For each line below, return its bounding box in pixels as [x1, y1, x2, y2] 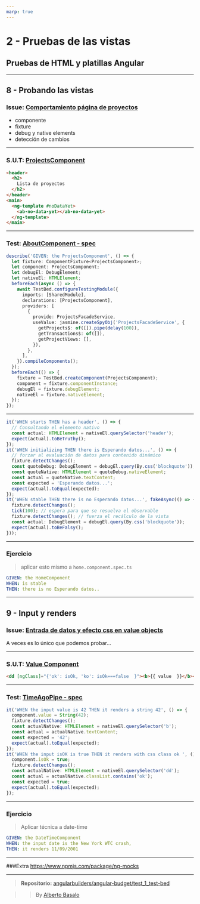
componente [14, 117, 46, 124]
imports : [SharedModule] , [21, 292, 86, 298]
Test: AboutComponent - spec [6, 239, 96, 248]
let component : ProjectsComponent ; [11, 264, 100, 270]
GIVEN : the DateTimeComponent [6, 835, 82, 841]
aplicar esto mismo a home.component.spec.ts [20, 563, 132, 570]
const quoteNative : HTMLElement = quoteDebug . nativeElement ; [11, 469, 167, 475]
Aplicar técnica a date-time [20, 823, 87, 830]
